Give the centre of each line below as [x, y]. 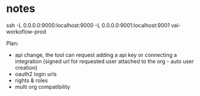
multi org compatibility [43, 86]
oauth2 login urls [36, 74]
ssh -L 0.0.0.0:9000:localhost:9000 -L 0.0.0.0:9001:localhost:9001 [88, 25]
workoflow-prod [26, 31]
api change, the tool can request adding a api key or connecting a [96, 55]
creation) [26, 67]
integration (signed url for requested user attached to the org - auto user [104, 61]
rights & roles [31, 80]
